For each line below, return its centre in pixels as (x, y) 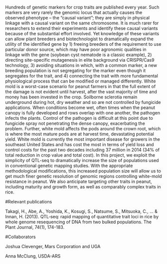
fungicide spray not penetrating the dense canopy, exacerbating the (75, 123)
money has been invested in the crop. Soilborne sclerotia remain (71, 97)
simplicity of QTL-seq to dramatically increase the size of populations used (82, 160)
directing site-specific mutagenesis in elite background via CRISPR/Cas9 (80, 60)
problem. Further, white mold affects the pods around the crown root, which (83, 129)
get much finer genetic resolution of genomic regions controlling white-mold (83, 176)
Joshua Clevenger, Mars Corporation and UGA (53, 246)
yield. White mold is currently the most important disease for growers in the (83, 139)
